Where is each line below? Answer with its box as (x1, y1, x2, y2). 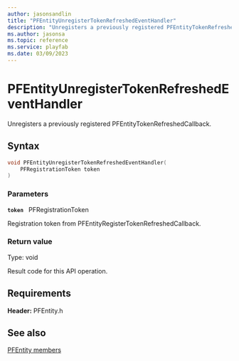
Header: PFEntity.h (7, 306, 63, 315)
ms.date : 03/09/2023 (7, 51, 69, 58)
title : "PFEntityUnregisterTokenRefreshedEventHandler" (7, 17, 176, 24)
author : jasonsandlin (7, 10, 72, 18)
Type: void (7, 253, 38, 261)
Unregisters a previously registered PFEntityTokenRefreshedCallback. (7, 119, 212, 128)
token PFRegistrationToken (7, 205, 89, 214)
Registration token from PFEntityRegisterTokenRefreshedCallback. (7, 219, 201, 228)
